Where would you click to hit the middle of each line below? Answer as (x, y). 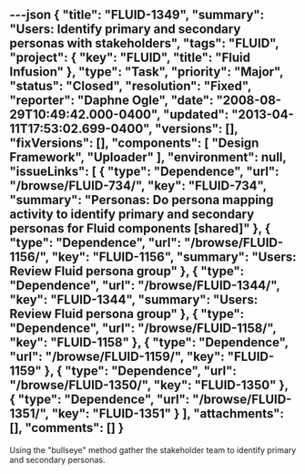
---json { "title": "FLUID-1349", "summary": (137, 15)
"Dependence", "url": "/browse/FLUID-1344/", (145, 286)
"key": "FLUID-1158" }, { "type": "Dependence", (149, 342)
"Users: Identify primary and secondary (125, 30)
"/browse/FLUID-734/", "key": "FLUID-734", (138, 186)
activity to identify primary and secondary (132, 215)
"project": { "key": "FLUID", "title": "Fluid (130, 58)
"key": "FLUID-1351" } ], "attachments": (168, 414)
